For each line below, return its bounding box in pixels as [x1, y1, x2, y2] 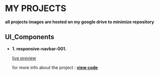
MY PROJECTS [5, 3, 67, 14]
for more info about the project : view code [12, 64, 98, 70]
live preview [12, 55, 36, 61]
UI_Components [5, 33, 55, 41]
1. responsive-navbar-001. [12, 45, 67, 51]
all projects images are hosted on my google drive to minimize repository [5, 19, 155, 25]
